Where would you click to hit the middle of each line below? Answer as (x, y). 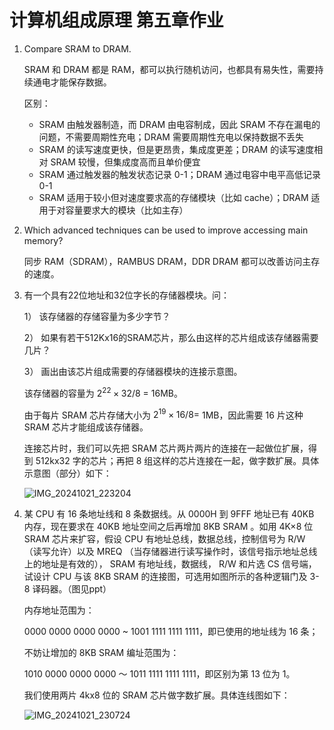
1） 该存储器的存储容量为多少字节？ (97, 316)
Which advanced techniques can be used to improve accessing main (166, 230)
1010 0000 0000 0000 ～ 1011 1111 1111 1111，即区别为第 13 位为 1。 (159, 674)
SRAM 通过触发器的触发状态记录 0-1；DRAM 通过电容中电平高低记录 (180, 174)
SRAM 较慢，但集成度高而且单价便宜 (125, 162)
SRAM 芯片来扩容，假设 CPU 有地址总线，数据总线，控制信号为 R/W (164, 539)
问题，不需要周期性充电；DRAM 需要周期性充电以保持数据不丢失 (171, 137)
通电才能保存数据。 (72, 82)
